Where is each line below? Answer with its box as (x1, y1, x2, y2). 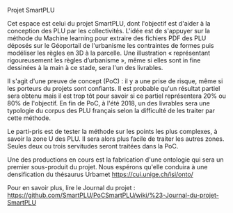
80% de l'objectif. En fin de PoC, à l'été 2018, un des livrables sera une (7, 99, 210, 107)
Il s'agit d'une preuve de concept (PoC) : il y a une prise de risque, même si (7, 77, 223, 85)
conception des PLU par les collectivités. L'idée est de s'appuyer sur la (7, 27, 211, 35)
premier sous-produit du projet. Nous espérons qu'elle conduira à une (7, 163, 208, 171)
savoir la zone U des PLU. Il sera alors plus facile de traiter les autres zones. (7, 135, 225, 143)
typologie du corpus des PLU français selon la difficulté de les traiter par (7, 107, 216, 114)
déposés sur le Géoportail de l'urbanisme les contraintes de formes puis (7, 42, 214, 49)
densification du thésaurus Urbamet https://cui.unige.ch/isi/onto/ (7, 170, 193, 178)
